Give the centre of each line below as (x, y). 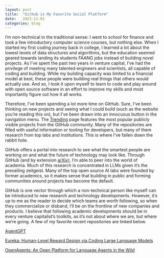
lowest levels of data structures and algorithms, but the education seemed (80, 53)
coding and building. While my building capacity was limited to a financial (79, 73)
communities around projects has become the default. (59, 181)
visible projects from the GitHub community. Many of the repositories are (79, 125)
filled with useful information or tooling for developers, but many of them (78, 130)
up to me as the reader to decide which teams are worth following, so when (81, 201)
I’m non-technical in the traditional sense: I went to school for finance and (79, 37)
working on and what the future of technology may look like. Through (75, 155)
